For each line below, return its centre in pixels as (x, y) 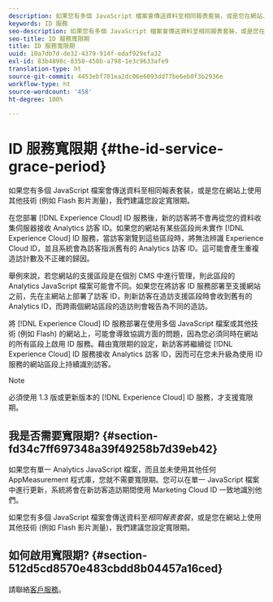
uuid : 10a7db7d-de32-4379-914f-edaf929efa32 (85, 54)
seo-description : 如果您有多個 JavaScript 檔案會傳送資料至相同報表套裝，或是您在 (137, 31)
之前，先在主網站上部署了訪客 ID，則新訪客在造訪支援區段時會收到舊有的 (130, 296)
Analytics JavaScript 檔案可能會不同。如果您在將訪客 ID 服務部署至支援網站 (135, 286)
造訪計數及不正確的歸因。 (51, 259)
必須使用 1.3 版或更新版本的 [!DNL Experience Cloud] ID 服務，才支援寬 (127, 397)
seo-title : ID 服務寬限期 (49, 39)
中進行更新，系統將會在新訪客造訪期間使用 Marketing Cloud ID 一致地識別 (132, 490)
